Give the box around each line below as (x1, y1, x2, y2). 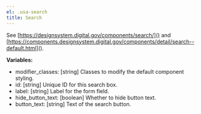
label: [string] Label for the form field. (15, 87, 110, 94)
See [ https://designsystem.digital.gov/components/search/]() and (6, 31, 171, 38)
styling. (15, 74, 34, 82)
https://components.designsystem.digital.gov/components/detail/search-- (8, 38, 195, 45)
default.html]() (6, 44, 43, 52)
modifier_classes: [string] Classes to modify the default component (15, 68, 185, 75)
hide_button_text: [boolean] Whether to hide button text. (15, 94, 157, 101)
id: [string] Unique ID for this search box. (15, 80, 118, 88)
